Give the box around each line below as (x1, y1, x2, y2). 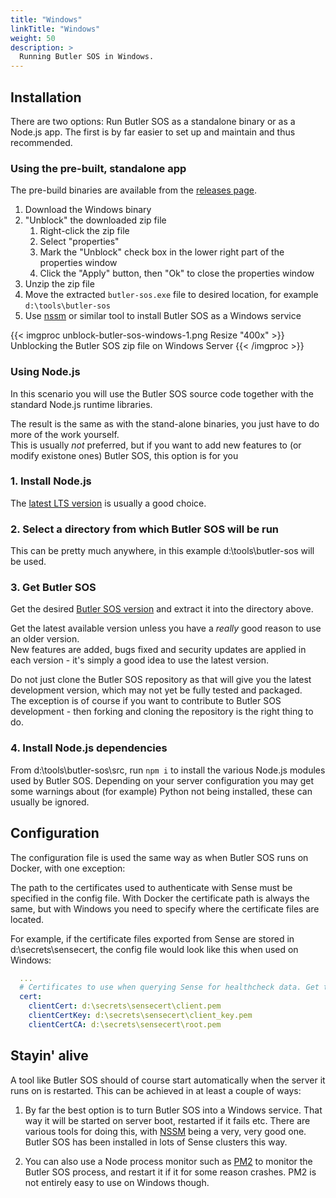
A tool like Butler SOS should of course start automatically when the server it (10, 1074, 326, 1086)
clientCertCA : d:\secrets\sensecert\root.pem (28, 1019, 222, 1030)
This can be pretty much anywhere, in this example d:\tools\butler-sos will (10, 545, 315, 557)
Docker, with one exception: (10, 862, 126, 874)
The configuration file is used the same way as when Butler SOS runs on (10, 851, 309, 863)
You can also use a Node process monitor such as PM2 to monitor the (24, 1155, 313, 1167)
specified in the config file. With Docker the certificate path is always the (10, 892, 310, 904)
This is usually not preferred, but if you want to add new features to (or (10, 439, 302, 451)
